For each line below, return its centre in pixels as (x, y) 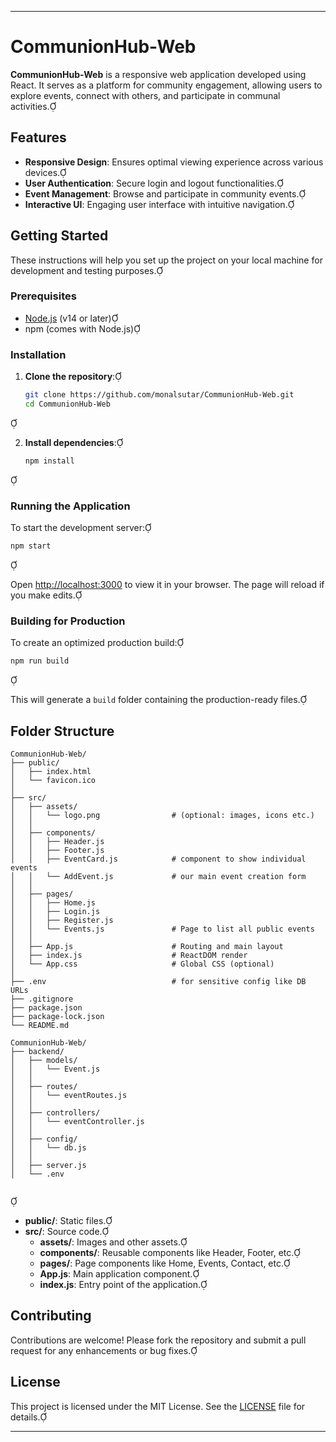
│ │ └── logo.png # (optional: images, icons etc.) (162, 815)
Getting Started (59, 236)
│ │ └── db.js (48, 1147)
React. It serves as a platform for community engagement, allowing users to (166, 85)
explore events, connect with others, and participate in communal (145, 95)
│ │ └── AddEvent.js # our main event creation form (158, 876)
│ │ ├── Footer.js (57, 850)
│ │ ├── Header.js (57, 841)
